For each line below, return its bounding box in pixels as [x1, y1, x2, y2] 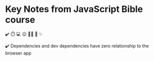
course [5, 14, 35, 25]
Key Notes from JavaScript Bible [5, 3, 143, 15]
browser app [5, 50, 32, 56]
